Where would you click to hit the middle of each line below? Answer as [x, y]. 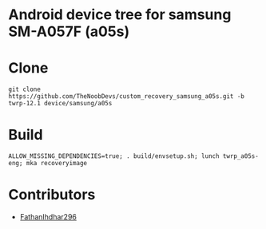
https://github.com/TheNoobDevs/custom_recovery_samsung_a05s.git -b [127, 97]
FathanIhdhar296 [48, 217]
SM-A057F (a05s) [69, 32]
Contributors [52, 195]
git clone [25, 89]
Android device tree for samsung [120, 15]
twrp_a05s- [241, 156]
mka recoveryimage [57, 164]
